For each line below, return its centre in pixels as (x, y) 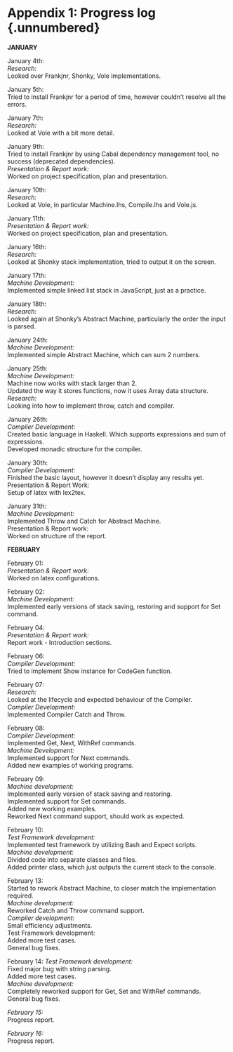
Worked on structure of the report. (57, 535)
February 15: (25, 1012)
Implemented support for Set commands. (67, 801)
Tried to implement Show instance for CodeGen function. (90, 671)
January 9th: (26, 146)
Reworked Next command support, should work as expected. (96, 816)
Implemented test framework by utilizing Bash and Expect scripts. (102, 844)
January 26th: (27, 419)
